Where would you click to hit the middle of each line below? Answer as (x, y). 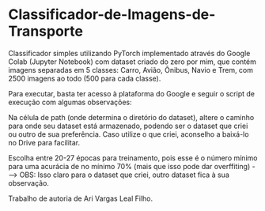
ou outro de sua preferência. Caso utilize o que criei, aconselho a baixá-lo (129, 134)
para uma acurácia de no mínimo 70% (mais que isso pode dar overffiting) (129, 166)
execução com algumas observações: (70, 102)
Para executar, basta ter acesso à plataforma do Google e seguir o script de (132, 93)
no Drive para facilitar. (44, 142)
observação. (29, 183)
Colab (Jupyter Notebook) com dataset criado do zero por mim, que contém (132, 62)
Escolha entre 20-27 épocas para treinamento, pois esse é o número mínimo (133, 158)
